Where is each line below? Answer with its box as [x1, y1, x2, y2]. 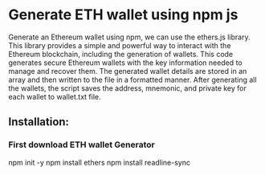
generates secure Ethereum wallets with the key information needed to [8, 58, 243, 67]
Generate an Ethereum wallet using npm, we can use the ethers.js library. [8, 32, 251, 42]
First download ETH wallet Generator [8, 139, 155, 150]
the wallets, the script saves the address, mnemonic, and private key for [8, 83, 247, 93]
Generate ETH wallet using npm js [8, 6, 238, 24]
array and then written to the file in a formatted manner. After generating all [8, 75, 257, 84]
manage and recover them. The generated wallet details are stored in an [8, 66, 247, 75]
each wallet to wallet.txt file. [8, 92, 101, 101]
